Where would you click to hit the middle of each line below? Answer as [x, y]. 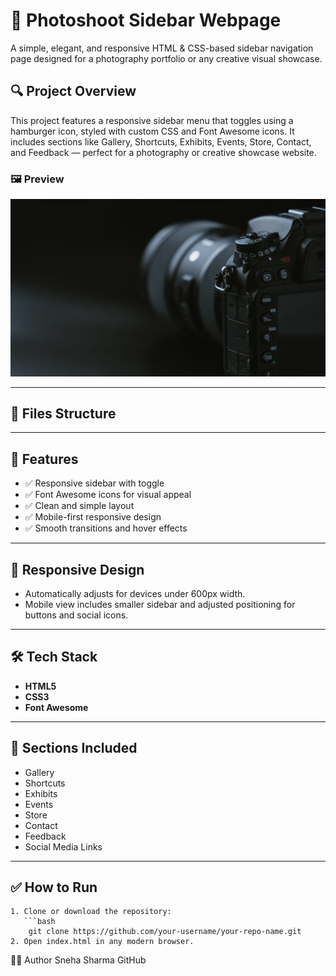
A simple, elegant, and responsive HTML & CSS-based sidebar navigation [162, 48]
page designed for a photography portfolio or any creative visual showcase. [166, 58]
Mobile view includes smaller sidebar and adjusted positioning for [160, 604]
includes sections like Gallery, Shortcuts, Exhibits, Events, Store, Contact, [161, 141]
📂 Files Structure [63, 413]
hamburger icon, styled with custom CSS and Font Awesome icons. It [152, 131]
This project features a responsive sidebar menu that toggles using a [152, 120]
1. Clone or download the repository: [91, 912]
